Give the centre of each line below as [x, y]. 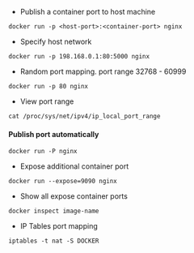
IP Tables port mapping [59, 226]
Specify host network [56, 41]
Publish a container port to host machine [88, 12]
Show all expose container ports [74, 196]
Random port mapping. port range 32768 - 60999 [103, 71]
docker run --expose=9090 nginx [63, 182]
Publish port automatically [54, 134]
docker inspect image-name [54, 211]
